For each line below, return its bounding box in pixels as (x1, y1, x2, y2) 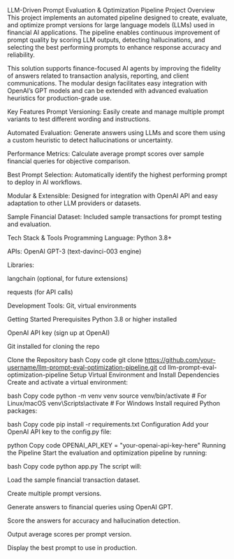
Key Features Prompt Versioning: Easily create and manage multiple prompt (7, 108, 225, 116)
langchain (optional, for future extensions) (7, 275, 129, 282)
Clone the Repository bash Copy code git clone (7, 356, 143, 364)
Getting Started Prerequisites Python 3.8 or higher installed (7, 315, 177, 323)
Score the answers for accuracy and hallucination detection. (7, 516, 181, 525)
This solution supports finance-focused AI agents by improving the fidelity (7, 64, 221, 72)
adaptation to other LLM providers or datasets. (7, 199, 142, 207)
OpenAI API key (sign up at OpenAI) (7, 329, 110, 337)
